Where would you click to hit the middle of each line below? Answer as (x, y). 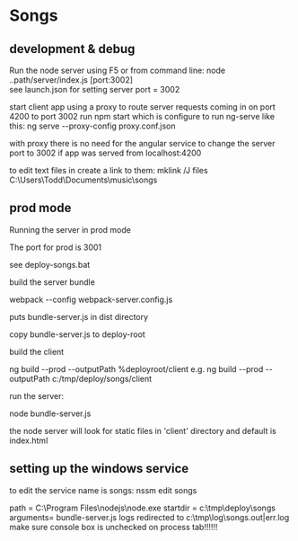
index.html (29, 440)
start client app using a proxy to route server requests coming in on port (142, 107)
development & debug (72, 49)
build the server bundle (53, 282)
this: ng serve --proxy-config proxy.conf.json (93, 126)
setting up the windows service (99, 469)
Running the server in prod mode (70, 229)
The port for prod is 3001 (56, 247)
